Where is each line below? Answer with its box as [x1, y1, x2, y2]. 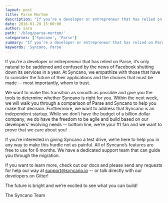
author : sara [5, 26, 32, 31]
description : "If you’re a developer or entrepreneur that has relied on [5, 17, 162, 22]
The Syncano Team [5, 192, 45, 198]
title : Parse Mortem [5, 12, 48, 17]
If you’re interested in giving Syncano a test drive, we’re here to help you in [5, 136, 159, 142]
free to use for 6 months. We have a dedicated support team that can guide [5, 147, 161, 153]
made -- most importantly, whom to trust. [5, 80, 90, 86]
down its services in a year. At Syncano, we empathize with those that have [5, 69, 160, 75]
